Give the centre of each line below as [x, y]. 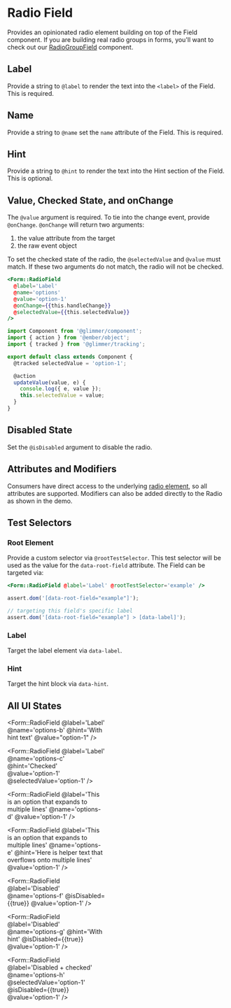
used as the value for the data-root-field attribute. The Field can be [106, 565]
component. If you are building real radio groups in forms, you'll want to [111, 39]
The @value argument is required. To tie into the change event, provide [108, 218]
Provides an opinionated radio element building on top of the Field [103, 32]
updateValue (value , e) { [50, 383]
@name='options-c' [36, 759]
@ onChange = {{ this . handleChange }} [62, 306]
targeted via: [26, 573]
